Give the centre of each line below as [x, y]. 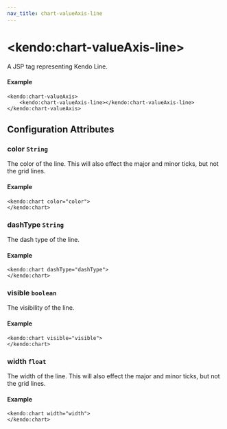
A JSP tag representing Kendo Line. [58, 66]
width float [27, 361]
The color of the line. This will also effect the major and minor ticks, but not [113, 164]
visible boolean [32, 293]
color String [27, 149]
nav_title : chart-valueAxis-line [55, 13]
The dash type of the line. [44, 239]
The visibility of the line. [41, 308]
